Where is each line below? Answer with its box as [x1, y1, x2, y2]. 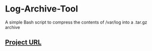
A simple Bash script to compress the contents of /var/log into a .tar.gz [5, 19, 148, 25]
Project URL [5, 38, 42, 47]
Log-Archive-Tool [5, 3, 78, 14]
